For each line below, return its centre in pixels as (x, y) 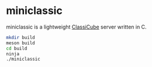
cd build (17, 48)
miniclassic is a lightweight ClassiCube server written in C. (77, 27)
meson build (20, 43)
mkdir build (20, 37)
